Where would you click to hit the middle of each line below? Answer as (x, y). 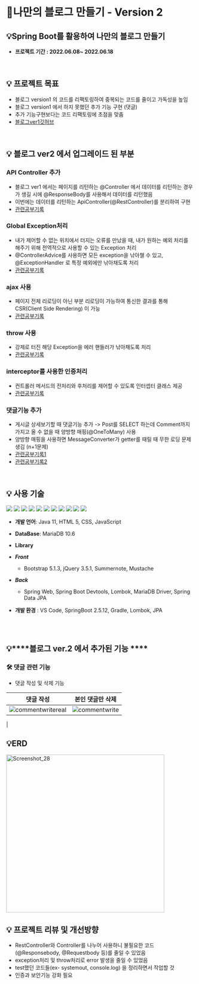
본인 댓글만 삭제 (95, 700)
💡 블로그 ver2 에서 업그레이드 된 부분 (70, 154)
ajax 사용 (19, 287)
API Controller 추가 (33, 173)
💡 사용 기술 (25, 494)
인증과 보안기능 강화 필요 (44, 975)
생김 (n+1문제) (32, 446)
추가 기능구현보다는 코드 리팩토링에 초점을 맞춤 (69, 114)
